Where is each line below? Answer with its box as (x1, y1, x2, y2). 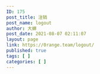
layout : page (6, 36, 39, 42)
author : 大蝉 (6, 25, 37, 32)
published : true (6, 48, 46, 54)
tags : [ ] (6, 53, 31, 59)
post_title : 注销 (6, 14, 48, 20)
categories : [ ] (6, 58, 46, 64)
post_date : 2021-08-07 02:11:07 (6, 31, 86, 37)
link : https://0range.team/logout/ (6, 42, 95, 48)
